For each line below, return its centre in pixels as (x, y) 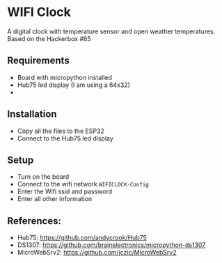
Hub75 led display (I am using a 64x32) (74, 85)
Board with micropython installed (65, 77)
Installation (32, 114)
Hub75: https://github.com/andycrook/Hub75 (82, 238)
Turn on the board (43, 177)
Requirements (38, 61)
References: (34, 221)
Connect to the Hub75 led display (65, 138)
